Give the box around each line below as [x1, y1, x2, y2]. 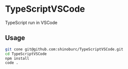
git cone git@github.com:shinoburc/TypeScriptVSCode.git [5, 46, 124, 52]
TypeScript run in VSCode [5, 20, 58, 25]
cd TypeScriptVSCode [5, 51, 47, 56]
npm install [5, 56, 29, 61]
